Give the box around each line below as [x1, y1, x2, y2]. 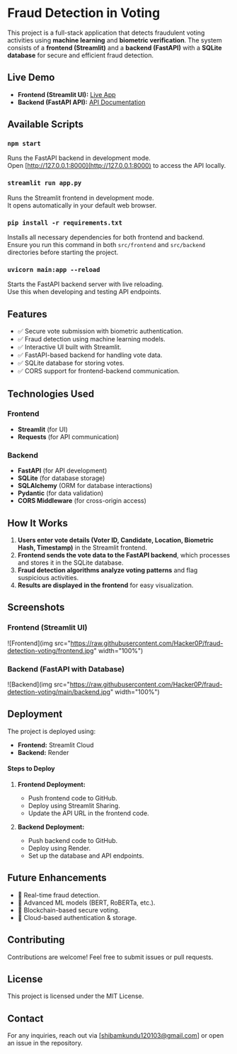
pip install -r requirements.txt [7, 218, 122, 227]
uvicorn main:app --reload [7, 266, 100, 273]
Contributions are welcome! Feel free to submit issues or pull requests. [7, 953, 214, 961]
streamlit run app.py [7, 179, 82, 187]
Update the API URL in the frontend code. [28, 809, 150, 817]
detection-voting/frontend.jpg [7, 646, 94, 654]
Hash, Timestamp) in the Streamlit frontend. [17, 543, 147, 552]
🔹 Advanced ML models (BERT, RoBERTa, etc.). [17, 898, 156, 907]
